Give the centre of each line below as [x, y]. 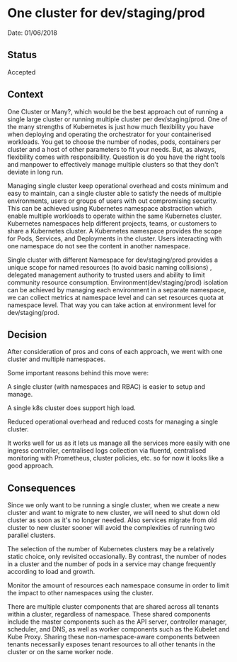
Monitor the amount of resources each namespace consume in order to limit [118, 585]
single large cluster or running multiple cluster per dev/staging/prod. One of [117, 119]
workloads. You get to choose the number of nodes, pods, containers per [114, 142]
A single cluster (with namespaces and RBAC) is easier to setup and [106, 387]
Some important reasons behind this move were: [78, 373]
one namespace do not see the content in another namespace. [99, 246]
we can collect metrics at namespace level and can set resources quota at [116, 297]
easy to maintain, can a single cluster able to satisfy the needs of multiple [114, 193]
